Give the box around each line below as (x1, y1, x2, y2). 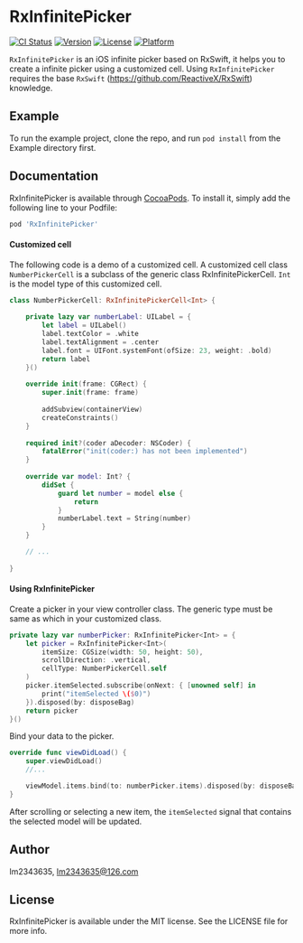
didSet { (41, 481, 75, 490)
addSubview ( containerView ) (41, 405, 143, 415)
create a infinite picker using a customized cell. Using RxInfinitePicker (9, 63, 275, 74)
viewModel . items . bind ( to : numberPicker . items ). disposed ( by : (25, 781, 256, 791)
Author (9, 842, 50, 857)
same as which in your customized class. (9, 612, 162, 624)
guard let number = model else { (57, 489, 183, 498)
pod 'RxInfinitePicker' (9, 219, 99, 229)
